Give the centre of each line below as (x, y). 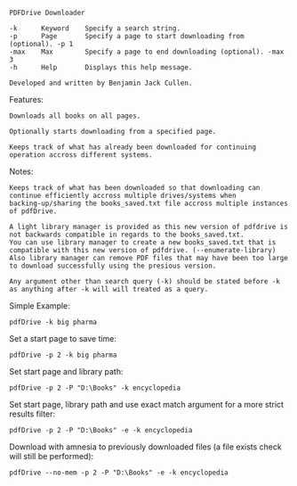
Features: (27, 99)
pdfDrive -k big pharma (53, 322)
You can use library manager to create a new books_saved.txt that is (143, 243)
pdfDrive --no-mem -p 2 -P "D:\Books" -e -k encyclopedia (119, 473)
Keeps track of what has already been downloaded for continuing (132, 147)
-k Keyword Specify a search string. (95, 29)
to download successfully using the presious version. (113, 266)
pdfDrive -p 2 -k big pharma (63, 355)
